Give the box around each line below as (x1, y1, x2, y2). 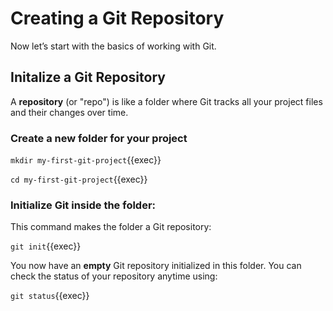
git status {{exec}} (10, 290, 90, 302)
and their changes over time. (10, 106, 129, 118)
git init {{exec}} (10, 240, 82, 252)
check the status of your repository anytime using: (10, 270, 218, 282)
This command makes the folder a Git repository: (10, 221, 212, 233)
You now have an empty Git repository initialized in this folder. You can (10, 260, 302, 272)
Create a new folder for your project (10, 131, 188, 145)
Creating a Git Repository (10, 7, 225, 30)
